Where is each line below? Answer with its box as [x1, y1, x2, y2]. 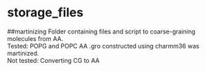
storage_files [7, 5, 84, 20]
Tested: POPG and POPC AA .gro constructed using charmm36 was [7, 42, 200, 50]
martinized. [7, 49, 39, 57]
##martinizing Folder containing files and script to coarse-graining [7, 27, 196, 35]
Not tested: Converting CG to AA [7, 56, 100, 64]
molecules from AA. [7, 34, 63, 42]
